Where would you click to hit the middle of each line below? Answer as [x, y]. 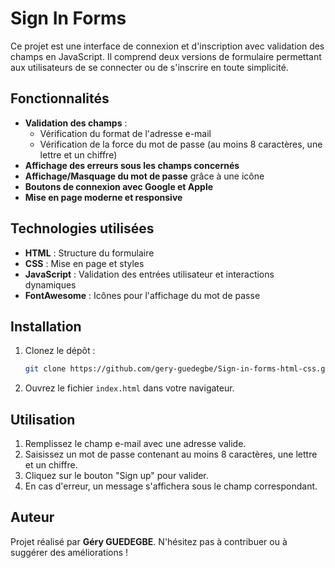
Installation [46, 326]
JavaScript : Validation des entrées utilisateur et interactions [149, 274]
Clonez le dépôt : [60, 351]
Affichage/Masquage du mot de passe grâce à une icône [144, 176]
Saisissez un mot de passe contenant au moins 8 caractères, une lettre [171, 454]
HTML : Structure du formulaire [89, 253]
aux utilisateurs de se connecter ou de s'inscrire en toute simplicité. [149, 67]
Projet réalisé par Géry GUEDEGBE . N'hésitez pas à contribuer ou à [149, 541]
